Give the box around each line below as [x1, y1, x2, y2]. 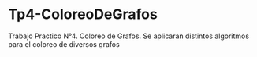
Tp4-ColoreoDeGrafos [8, 5, 158, 23]
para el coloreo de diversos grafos [8, 39, 120, 48]
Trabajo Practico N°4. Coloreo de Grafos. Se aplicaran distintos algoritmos [8, 31, 250, 41]
